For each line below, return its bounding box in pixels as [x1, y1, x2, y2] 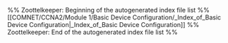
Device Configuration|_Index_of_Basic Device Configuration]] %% [7, 21, 200, 28]
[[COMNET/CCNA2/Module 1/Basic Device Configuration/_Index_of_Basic [7, 13, 222, 21]
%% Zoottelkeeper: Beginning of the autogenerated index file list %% [7, 6, 210, 14]
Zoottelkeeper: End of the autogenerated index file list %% [7, 28, 178, 36]
